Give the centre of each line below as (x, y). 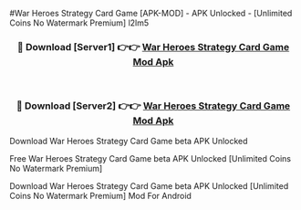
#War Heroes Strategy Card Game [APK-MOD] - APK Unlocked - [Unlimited (151, 13)
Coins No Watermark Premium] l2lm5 (79, 23)
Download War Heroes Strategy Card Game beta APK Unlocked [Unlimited (149, 185)
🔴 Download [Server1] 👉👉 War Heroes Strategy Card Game (153, 47)
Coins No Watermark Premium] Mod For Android (100, 195)
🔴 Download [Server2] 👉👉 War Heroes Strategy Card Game (153, 106)
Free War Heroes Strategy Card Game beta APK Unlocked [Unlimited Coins (150, 158)
